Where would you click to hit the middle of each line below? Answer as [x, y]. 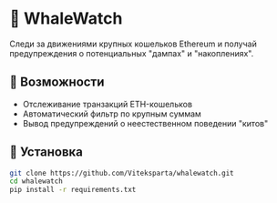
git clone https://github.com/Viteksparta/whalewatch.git [122, 173]
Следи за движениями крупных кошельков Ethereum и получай [133, 44]
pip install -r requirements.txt [73, 190]
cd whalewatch [36, 181]
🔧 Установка [46, 152]
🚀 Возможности [57, 82]
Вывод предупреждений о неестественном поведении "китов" [145, 123]
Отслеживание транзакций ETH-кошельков [108, 104]
